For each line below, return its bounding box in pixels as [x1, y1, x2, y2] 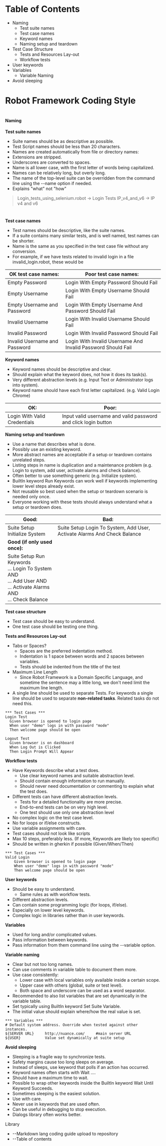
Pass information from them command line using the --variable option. [12, 942, 156, 948]
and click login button [62, 419, 112, 426]
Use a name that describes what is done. [12, 441, 96, 447]
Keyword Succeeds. [12, 1085, 53, 1092]
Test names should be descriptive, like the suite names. [12, 228, 125, 234]
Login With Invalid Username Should [65, 316, 150, 323]
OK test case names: [9, 271, 59, 278]
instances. [5, 1027, 28, 1032]
